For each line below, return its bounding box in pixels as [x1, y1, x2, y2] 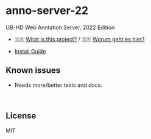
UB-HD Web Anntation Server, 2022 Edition [5, 24, 115, 31]
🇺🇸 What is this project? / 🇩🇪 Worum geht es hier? [14, 35, 145, 42]
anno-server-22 [5, 4, 89, 18]
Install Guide [14, 47, 46, 55]
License [5, 110, 37, 121]
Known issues [5, 65, 61, 76]
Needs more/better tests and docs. [14, 81, 103, 89]
